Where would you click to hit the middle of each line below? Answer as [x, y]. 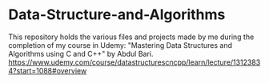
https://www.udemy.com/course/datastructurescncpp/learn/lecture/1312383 [134, 62]
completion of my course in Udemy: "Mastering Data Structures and [120, 45]
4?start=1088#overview [48, 70]
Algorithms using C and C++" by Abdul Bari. [81, 53]
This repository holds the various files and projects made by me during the [131, 37]
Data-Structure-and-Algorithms [117, 15]
